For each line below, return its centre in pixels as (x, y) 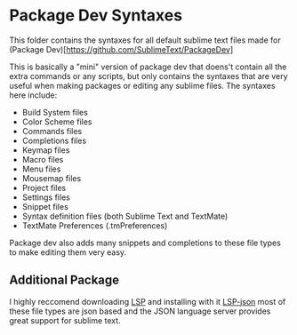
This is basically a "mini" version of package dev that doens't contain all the (148, 67)
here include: (33, 95)
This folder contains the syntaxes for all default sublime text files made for (145, 40)
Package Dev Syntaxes (96, 16)
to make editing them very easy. (68, 252)
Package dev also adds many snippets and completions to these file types (145, 243)
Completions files (54, 140)
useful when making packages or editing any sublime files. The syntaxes (142, 85)
